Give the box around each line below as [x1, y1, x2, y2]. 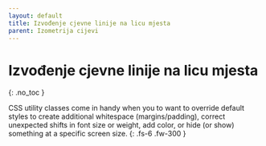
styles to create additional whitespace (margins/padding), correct [8, 112, 226, 121]
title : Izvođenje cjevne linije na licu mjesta [8, 19, 171, 27]
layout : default [8, 11, 63, 20]
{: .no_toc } [8, 87, 45, 97]
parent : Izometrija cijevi [8, 26, 99, 34]
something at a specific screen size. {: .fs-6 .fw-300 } [8, 129, 186, 139]
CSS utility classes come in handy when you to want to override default [8, 103, 245, 113]
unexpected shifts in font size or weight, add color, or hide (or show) [8, 120, 235, 130]
